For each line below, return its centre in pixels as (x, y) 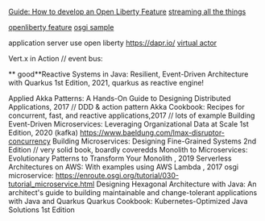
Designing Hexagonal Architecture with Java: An (176, 184)
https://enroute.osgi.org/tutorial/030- (117, 175)
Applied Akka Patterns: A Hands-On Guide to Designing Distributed (120, 98)
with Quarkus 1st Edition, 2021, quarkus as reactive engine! (106, 83)
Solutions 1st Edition (41, 210)
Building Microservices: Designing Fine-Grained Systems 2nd (154, 141)
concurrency (29, 141)
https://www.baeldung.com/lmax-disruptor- (153, 133)
